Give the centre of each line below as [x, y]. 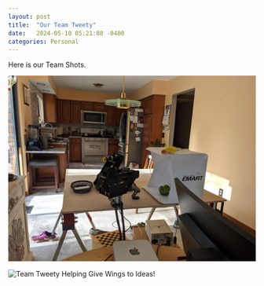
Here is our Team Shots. [47, 65]
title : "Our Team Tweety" [52, 25]
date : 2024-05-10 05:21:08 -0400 [66, 33]
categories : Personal [44, 42]
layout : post [29, 16]
